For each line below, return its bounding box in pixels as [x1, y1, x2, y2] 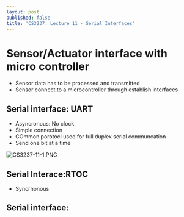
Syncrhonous [15, 185, 50, 192]
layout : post [6, 9, 40, 15]
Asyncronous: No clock [15, 120, 75, 127]
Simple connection [15, 126, 63, 134]
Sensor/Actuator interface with [6, 46, 168, 60]
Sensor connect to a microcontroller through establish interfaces [15, 86, 178, 93]
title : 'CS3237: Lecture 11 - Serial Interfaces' [6, 20, 136, 26]
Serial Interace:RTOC [6, 169, 89, 179]
